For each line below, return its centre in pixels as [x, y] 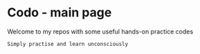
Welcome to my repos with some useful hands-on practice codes [100, 31]
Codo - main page [60, 13]
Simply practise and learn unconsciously [68, 44]
